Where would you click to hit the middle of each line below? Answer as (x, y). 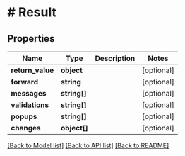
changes (26, 128)
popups (24, 116)
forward (25, 82)
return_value (32, 70)
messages (29, 93)
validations (30, 105)
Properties (31, 39)
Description (115, 58)
